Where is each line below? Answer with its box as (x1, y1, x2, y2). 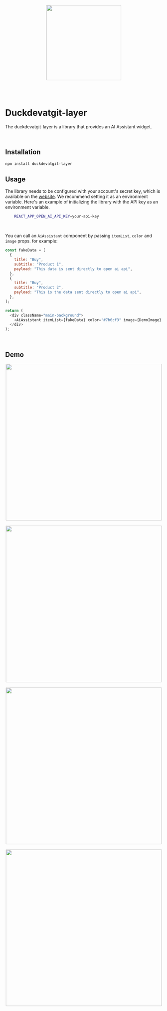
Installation (5, 148, 41, 156)
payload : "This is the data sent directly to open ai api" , (14, 290, 142, 295)
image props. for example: (5, 238, 58, 244)
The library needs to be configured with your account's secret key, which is (5, 188, 161, 194)
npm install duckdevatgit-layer (5, 161, 72, 166)
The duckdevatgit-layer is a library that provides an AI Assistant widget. (5, 123, 152, 130)
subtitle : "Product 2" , (14, 285, 64, 290)
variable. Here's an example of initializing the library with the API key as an (5, 199, 159, 205)
